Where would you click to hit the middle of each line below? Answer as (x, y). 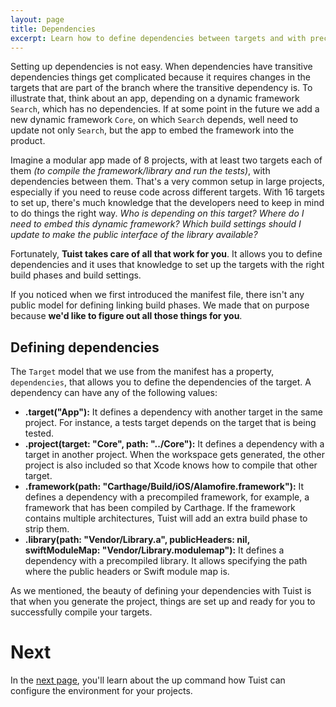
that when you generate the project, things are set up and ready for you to (163, 602)
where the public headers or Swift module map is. (127, 572)
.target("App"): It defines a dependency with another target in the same (173, 412)
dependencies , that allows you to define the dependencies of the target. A (161, 382)
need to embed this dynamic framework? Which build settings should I (156, 224)
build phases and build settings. (76, 275)
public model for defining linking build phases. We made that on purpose (160, 305)
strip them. (47, 529)
